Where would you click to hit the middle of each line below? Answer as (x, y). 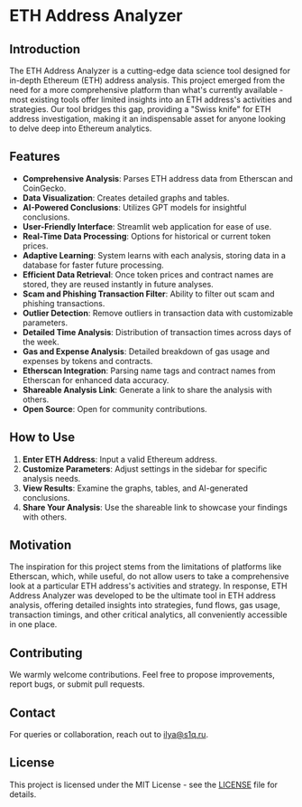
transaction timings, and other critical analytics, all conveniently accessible (148, 615)
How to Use (42, 438)
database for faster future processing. (93, 265)
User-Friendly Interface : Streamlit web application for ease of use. (147, 226)
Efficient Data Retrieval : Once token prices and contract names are (148, 274)
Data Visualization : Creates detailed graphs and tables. (126, 197)
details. (23, 794)
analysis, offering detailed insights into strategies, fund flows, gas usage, (145, 605)
